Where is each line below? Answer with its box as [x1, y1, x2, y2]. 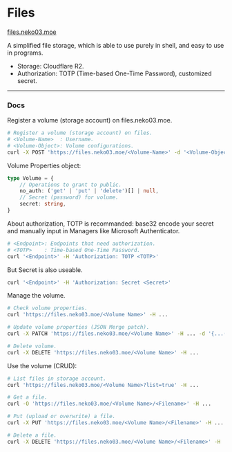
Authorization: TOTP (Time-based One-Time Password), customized [17, 69, 212, 78]
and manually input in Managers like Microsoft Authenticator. [7, 226, 180, 235]
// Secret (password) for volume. [19, 194, 119, 201]
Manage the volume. [7, 291, 66, 300]
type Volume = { [7, 174, 54, 181]
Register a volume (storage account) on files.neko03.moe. [7, 116, 173, 125]
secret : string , [19, 201, 67, 208]
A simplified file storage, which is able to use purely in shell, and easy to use [7, 41, 224, 49]
